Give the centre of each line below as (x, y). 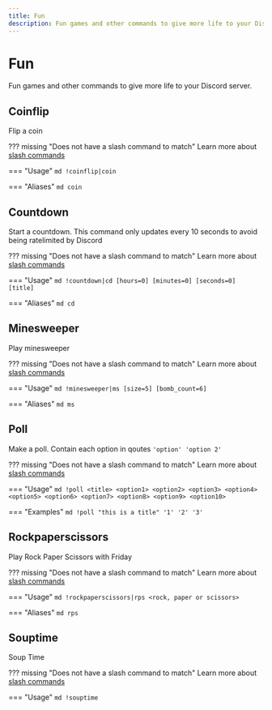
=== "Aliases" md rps (43, 612)
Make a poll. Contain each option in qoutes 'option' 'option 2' (115, 449)
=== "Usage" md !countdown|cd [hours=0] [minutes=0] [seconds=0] (122, 280)
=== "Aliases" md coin (45, 186)
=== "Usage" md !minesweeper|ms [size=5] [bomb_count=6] (108, 388)
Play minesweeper (39, 348)
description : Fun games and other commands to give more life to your (130, 24)
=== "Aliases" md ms (42, 404)
